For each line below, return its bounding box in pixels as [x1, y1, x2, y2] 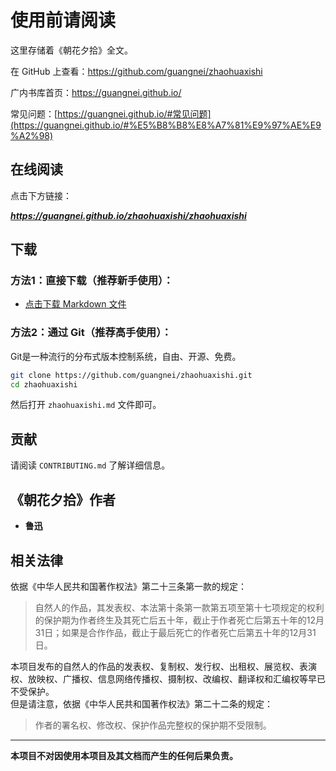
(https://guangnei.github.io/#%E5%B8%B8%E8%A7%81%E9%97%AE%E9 [10, 119, 322, 131]
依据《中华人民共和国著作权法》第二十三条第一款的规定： [10, 580, 247, 592]
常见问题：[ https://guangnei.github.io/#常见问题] [10, 107, 212, 120]
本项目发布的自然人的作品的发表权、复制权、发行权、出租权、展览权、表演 [10, 660, 317, 672]
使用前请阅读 [10, 9, 117, 32]
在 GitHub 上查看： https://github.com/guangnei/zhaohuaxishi [10, 65, 263, 77]
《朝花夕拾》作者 [10, 491, 116, 508]
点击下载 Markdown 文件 [24, 298, 127, 310]
